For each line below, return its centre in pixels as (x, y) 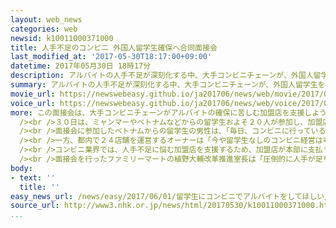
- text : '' (33, 177)
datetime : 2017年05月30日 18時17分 (81, 66)
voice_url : (33, 103)
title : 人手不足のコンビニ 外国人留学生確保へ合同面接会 (114, 47)
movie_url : (33, 94)
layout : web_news (46, 19)
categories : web (44, 29)
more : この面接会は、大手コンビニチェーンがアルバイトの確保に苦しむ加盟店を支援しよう (168, 112)
